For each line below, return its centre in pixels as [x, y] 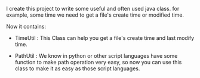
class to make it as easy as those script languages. [77, 68]
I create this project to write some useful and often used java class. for [93, 9]
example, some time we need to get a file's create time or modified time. [95, 15]
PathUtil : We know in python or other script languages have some [96, 56]
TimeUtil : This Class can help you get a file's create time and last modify [104, 38]
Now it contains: [26, 26]
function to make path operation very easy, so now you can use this [98, 62]
